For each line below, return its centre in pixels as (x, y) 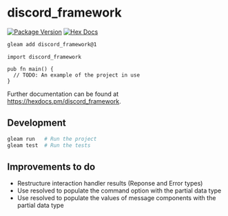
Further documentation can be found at (63, 94)
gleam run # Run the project (52, 139)
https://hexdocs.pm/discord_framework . (64, 101)
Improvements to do (51, 167)
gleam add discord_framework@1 (52, 44)
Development (37, 123)
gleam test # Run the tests (49, 145)
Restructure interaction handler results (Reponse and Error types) (110, 184)
